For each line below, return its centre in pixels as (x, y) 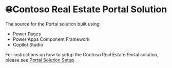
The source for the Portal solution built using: (53, 24)
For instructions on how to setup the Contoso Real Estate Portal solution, (82, 54)
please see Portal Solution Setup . (41, 60)
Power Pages (27, 34)
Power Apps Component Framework (51, 39)
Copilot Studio (28, 44)
